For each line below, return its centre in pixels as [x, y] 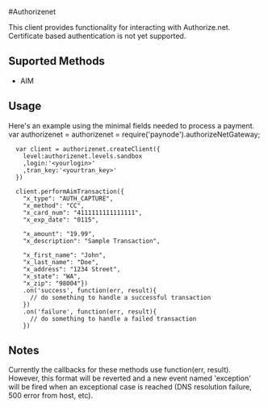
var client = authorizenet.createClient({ [88, 149]
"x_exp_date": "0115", [61, 220]
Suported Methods [57, 61]
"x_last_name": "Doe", [61, 262]
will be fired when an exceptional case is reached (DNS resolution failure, [130, 387]
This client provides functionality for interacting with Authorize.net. [119, 27]
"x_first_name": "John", [65, 255]
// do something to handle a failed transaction [113, 318]
